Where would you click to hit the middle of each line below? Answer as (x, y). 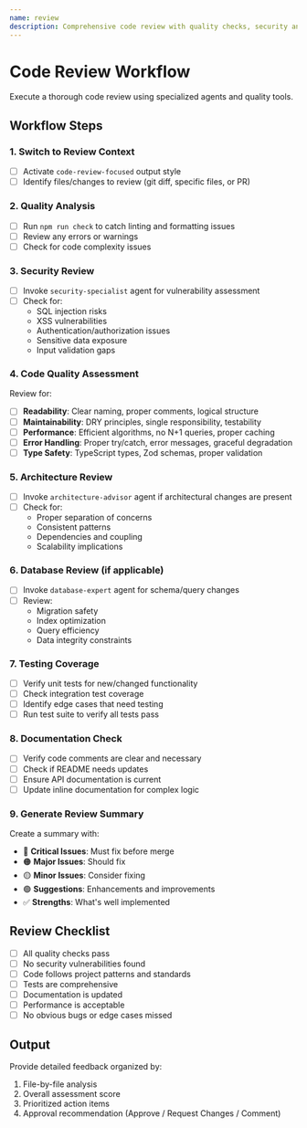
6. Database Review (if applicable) (87, 570)
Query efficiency (68, 630)
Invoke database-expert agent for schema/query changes (131, 590)
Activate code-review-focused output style (101, 172)
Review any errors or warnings (80, 236)
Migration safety (67, 611)
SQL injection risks (72, 311)
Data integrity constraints (84, 639)
